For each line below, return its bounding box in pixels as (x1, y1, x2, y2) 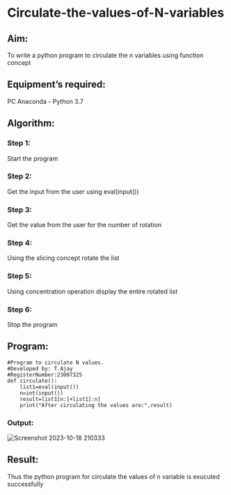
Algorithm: (7, 117, 55, 130)
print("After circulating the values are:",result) (19, 402, 173, 409)
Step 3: (7, 204, 33, 214)
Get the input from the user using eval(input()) (7, 187, 139, 196)
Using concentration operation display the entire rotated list (7, 287, 178, 296)
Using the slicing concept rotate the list (7, 254, 120, 262)
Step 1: (7, 138, 31, 148)
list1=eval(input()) (19, 383, 79, 390)
